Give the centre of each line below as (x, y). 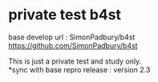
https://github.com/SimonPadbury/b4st (73, 45)
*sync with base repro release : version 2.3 (79, 69)
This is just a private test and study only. (75, 61)
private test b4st (65, 15)
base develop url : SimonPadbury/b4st (72, 37)
